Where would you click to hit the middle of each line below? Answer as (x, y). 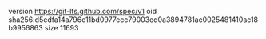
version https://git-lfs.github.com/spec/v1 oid (83, 11)
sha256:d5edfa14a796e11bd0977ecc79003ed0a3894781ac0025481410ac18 (133, 19)
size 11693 (62, 28)
